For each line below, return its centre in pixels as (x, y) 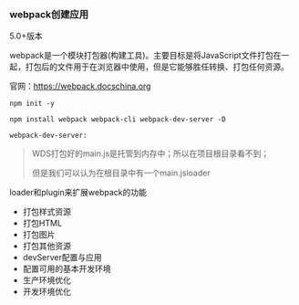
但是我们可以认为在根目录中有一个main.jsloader (121, 173)
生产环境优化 (46, 280)
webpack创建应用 (49, 14)
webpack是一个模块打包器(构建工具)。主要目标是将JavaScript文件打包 (141, 56)
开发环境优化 (46, 292)
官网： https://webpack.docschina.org (80, 86)
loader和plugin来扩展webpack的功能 (78, 193)
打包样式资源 (46, 212)
